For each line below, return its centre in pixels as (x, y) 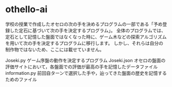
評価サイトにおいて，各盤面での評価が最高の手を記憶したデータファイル (82, 67)
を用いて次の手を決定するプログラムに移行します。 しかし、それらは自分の (84, 43)
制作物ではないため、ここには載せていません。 (55, 49)
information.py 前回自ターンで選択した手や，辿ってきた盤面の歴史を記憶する (86, 73)
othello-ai (26, 9)
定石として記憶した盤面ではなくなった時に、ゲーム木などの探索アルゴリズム (86, 37)
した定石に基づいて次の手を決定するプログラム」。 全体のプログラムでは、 (88, 30)
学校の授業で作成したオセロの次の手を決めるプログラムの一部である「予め (84, 24)
